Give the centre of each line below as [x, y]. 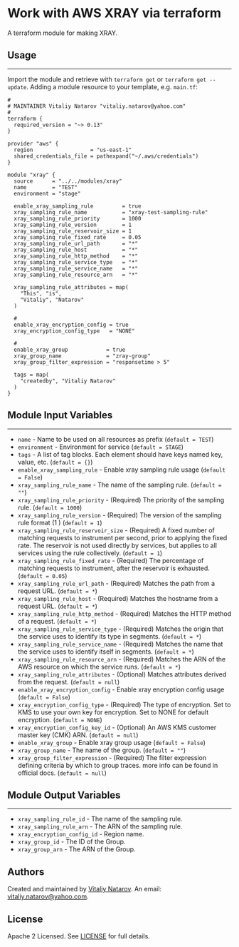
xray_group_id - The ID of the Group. [71, 842]
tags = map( [32, 375]
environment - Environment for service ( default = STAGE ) [100, 447]
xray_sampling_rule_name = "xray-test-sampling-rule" [111, 212]
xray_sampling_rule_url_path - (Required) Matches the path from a [116, 583]
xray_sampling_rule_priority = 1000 [78, 218]
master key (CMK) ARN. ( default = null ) [78, 735]
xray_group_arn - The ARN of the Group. [77, 849]
